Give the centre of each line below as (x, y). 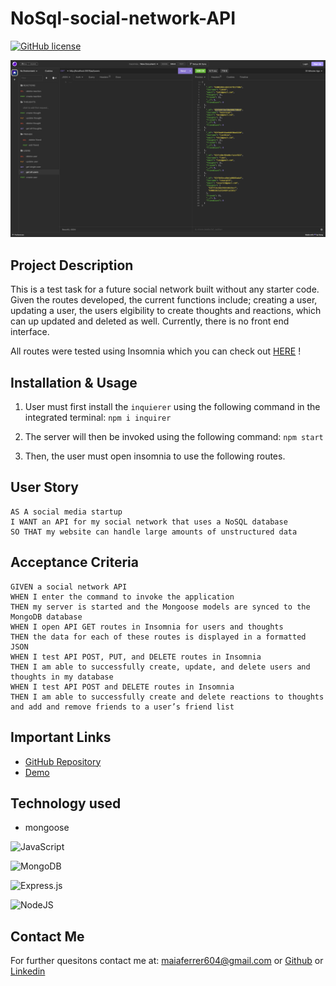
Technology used (66, 803)
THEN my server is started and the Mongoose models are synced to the (160, 607)
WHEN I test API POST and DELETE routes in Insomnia (122, 687)
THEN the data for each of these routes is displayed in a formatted (158, 637)
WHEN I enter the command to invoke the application (122, 597)
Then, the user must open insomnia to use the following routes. (155, 456)
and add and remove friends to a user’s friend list (122, 707)
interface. (30, 332)
